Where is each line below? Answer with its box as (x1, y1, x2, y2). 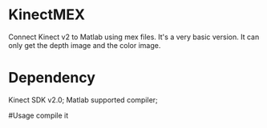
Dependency (8, 69, 96, 87)
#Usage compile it (8, 110, 69, 120)
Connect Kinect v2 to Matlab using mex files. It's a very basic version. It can (8, 32, 260, 42)
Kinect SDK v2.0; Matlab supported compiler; (8, 94, 158, 105)
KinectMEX (8, 6, 86, 24)
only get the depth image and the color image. (8, 40, 161, 50)
